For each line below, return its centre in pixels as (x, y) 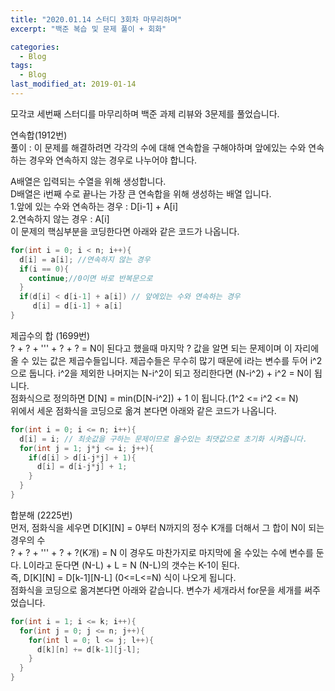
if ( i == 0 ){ (44, 269)
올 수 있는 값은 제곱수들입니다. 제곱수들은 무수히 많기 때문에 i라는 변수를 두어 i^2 (166, 360)
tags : (21, 66)
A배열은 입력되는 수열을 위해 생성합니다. (88, 181)
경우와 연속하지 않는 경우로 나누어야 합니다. (113, 160)
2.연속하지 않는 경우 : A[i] (60, 218)
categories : (35, 47)
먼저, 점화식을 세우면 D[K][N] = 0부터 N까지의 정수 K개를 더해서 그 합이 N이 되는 (167, 527)
